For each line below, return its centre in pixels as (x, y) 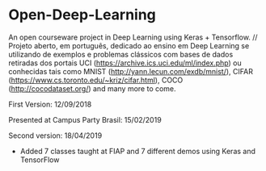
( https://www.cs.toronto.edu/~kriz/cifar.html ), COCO (96, 80)
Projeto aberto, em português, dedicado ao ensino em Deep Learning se (129, 45)
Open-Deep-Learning (82, 15)
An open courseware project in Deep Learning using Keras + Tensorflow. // (133, 37)
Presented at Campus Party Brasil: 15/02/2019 (85, 119)
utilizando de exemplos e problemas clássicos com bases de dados (121, 54)
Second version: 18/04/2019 (55, 136)
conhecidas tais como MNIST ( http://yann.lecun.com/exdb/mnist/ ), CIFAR (131, 71)
